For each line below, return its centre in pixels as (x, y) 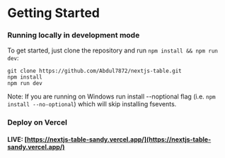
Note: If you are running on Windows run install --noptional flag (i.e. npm (111, 96)
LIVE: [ (17, 139)
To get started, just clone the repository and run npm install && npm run (112, 50)
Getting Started (54, 13)
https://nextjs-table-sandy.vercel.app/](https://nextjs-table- (119, 139)
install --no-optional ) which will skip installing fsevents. (92, 104)
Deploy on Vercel (37, 123)
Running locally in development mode (74, 35)
